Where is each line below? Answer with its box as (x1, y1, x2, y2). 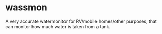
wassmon (5, 2, 47, 13)
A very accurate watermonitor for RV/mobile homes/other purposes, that (5, 18, 157, 24)
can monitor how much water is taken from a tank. (5, 23, 111, 29)
